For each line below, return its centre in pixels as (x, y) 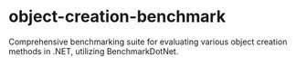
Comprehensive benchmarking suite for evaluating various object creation (148, 42)
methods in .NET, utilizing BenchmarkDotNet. (94, 51)
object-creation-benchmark (117, 17)
